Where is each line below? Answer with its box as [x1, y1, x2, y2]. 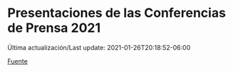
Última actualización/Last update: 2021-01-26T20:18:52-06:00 [7, 43, 191, 52]
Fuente [7, 56, 29, 65]
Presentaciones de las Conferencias [7, 5, 227, 21]
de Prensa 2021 [7, 20, 101, 36]
